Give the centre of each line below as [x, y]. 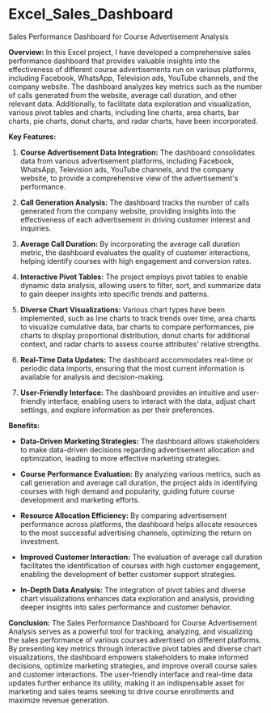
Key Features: [32, 136]
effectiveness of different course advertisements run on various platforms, [133, 69]
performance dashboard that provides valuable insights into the [114, 61]
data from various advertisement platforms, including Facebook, [127, 161]
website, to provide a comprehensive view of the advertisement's [129, 178]
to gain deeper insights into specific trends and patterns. [114, 294]
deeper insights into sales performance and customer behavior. [126, 607]
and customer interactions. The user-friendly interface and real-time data [131, 674]
